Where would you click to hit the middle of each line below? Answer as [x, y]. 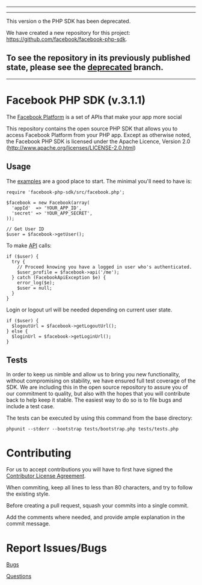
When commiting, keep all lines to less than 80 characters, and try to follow [99, 488]
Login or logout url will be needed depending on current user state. [89, 310]
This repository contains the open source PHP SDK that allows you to [92, 128]
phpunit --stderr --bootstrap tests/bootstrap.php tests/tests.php [93, 429]
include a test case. [30, 406]
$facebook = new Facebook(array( [48, 203]
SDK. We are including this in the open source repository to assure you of [97, 387]
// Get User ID [25, 229]
